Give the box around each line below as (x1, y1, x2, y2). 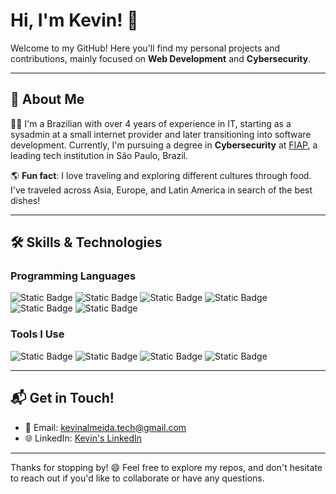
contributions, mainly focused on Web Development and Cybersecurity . (10, 52, 312, 64)
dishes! (10, 194, 41, 206)
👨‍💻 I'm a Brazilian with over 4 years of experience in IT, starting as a (10, 117, 292, 129)
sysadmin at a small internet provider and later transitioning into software (10, 128, 312, 140)
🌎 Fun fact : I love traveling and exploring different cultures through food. (10, 169, 312, 181)
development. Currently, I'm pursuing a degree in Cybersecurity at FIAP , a (10, 139, 318, 151)
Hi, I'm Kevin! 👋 (10, 9, 139, 32)
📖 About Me (10, 91, 85, 108)
